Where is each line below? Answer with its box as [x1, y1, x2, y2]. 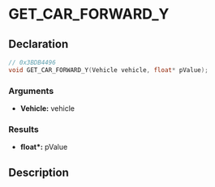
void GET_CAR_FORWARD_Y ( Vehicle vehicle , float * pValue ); [8, 66, 209, 74]
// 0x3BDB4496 [8, 58, 57, 66]
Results [8, 123, 39, 134]
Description [8, 165, 69, 179]
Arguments [8, 85, 54, 96]
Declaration [8, 37, 69, 51]
